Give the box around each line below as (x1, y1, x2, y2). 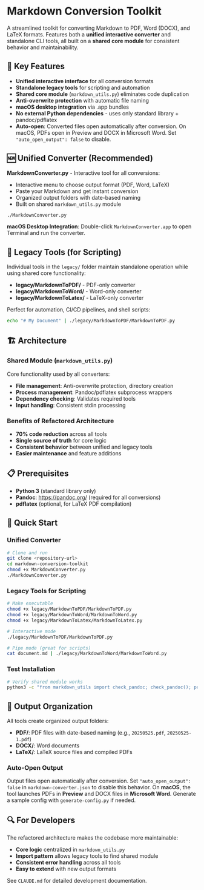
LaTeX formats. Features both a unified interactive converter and (7, 30, 171, 38)
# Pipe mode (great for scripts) (7, 645, 91, 651)
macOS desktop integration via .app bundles (15, 103, 130, 110)
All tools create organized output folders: (7, 718, 109, 725)
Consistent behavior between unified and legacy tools (15, 443, 153, 450)
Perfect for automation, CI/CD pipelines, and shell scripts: (7, 306, 151, 313)
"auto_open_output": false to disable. (15, 135, 111, 143)
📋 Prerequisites (7, 468, 69, 478)
